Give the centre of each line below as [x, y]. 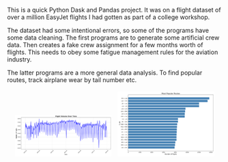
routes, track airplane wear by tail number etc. [72, 80]
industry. [19, 59]
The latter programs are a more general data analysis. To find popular [105, 72]
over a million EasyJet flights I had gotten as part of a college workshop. [109, 17]
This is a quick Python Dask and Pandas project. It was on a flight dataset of [114, 10]
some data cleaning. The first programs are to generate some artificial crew [113, 38]
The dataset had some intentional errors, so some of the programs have [108, 30]
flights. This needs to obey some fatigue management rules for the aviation [113, 52]
